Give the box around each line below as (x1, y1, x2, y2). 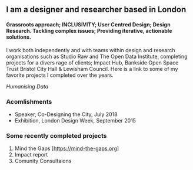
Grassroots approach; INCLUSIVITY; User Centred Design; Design (6, 21, 171, 28)
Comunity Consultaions (14, 158, 72, 165)
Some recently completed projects (6, 131, 107, 140)
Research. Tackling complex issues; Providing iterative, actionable (6, 27, 172, 34)
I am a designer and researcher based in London (6, 5, 187, 15)
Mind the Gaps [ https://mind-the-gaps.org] (14, 145, 119, 152)
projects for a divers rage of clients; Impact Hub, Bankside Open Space (6, 59, 179, 66)
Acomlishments (6, 97, 52, 106)
